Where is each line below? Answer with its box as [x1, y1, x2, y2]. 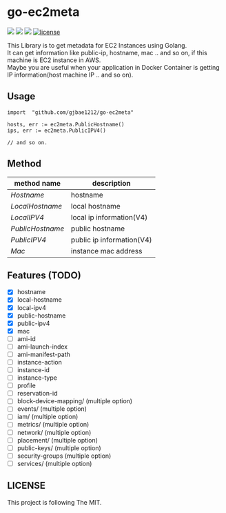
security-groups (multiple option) [17, 452, 112, 460]
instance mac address [71, 246, 143, 255]
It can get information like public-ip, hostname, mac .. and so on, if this [7, 48, 208, 57]
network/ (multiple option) [17, 428, 92, 436]
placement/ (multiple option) [17, 436, 99, 444]
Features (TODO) [7, 269, 81, 281]
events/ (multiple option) [17, 405, 88, 413]
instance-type [17, 374, 57, 382]
